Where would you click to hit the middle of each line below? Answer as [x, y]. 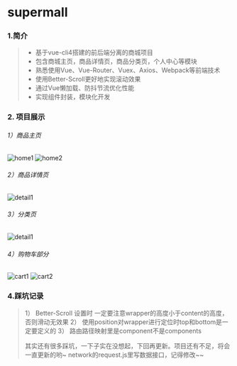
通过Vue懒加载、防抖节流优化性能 [85, 88]
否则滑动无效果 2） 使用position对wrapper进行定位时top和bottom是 [123, 322]
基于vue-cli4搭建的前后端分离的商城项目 [94, 52]
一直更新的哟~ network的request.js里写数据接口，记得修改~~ [114, 355]
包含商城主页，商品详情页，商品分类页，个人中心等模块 [116, 62]
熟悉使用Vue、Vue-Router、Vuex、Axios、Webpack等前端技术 [128, 70]
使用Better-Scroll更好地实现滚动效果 [88, 79]
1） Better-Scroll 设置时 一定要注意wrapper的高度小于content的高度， [126, 313]
